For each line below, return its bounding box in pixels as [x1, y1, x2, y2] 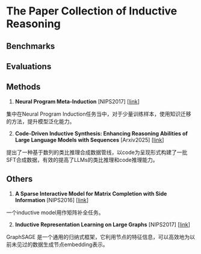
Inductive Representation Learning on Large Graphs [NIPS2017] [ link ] [14, 221, 191, 228]
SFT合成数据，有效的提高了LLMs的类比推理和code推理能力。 [6, 156, 158, 163]
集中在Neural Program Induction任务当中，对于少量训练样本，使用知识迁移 [6, 110, 191, 117]
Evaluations [6, 61, 52, 72]
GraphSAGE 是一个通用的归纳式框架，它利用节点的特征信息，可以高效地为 [6, 233, 190, 240]
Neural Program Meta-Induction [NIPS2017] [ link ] [14, 98, 140, 105]
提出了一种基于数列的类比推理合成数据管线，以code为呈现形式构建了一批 [6, 149, 188, 156]
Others [6, 174, 33, 184]
